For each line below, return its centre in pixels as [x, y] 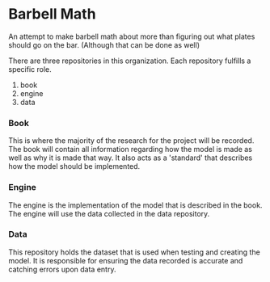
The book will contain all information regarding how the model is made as [131, 149]
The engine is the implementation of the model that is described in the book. [135, 205]
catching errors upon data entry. [62, 269]
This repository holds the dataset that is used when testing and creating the [134, 252]
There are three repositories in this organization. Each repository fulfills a [130, 61]
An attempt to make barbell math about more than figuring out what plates [132, 36]
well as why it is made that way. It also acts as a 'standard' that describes [131, 158]
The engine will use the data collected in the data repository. [109, 213]
